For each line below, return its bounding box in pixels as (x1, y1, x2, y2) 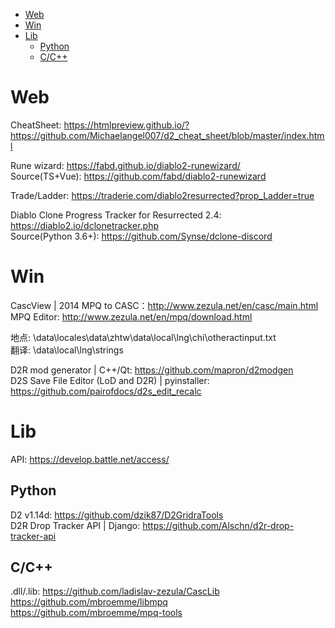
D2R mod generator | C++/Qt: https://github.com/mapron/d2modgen (10, 364, 294, 376)
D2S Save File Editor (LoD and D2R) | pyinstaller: (10, 374, 210, 386)
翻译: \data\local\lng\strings (10, 344, 124, 356)
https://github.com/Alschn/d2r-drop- (142, 519, 295, 531)
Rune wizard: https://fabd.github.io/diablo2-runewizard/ (10, 159, 241, 171)
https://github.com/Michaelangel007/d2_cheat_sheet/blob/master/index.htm (10, 129, 325, 141)
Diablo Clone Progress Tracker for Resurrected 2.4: (10, 209, 222, 221)
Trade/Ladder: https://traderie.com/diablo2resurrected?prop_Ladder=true (10, 189, 315, 201)
